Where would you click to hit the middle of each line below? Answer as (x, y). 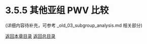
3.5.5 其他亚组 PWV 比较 (57, 10)
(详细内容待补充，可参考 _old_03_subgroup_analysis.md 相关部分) (74, 25)
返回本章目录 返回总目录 (30, 36)
